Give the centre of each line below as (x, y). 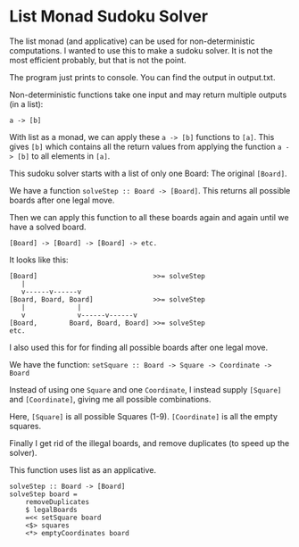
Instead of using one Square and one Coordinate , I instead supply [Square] (145, 389)
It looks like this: (39, 260)
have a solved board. (48, 227)
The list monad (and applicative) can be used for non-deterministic (133, 41)
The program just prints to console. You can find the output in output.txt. (142, 77)
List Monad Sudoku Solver (108, 17)
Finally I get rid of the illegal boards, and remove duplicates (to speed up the (149, 443)
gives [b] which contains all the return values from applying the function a (145, 146)
